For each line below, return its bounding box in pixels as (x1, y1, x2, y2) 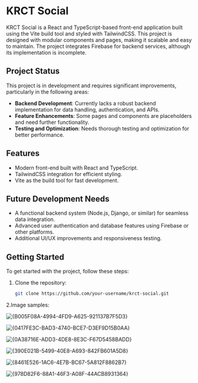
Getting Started (6, 252, 65, 262)
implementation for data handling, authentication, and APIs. (14, 106, 160, 113)
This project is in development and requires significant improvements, (6, 82, 177, 89)
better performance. (14, 131, 65, 138)
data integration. (14, 216, 55, 223)
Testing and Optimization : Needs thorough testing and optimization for (14, 125, 190, 132)
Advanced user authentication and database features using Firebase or (14, 222, 189, 229)
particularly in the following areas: (6, 88, 90, 95)
